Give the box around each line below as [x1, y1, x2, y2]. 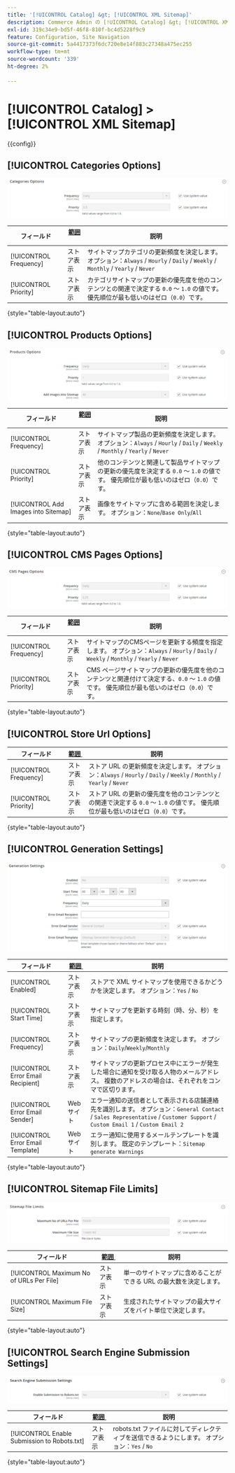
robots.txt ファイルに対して [113, 1424, 192, 1432]
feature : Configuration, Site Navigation [7, 34, 130, 41]
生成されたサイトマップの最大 [123, 1297, 210, 1305]
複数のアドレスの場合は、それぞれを [104, 1076, 208, 1085]
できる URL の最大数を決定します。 [123, 1277, 224, 1285]
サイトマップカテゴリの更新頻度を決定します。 [87, 248, 222, 256]
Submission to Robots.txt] [10, 1437, 85, 1445]
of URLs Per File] [10, 1276, 59, 1285]
